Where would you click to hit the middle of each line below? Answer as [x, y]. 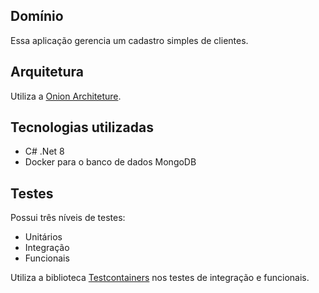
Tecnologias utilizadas [82, 127]
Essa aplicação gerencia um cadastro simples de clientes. [129, 40]
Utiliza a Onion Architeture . [66, 96]
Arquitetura [47, 72]
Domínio [37, 16]
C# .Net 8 [44, 151]
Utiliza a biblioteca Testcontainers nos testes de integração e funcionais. [160, 278]
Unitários [43, 237]
